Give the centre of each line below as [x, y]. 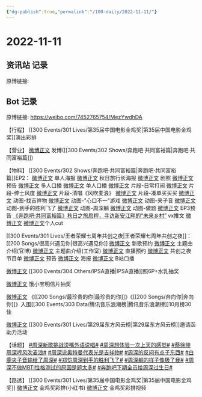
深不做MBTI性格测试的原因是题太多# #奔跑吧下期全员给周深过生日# [90, 368]
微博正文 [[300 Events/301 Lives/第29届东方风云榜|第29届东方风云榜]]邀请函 [101, 325]
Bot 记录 [22, 102]
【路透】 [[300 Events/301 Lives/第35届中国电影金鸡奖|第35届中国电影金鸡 [99, 380]
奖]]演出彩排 [22, 137]
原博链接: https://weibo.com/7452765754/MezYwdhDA [75, 117]
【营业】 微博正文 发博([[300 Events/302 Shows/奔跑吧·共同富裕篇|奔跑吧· [98, 150]
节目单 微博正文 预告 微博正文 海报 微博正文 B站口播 [70, 259]
